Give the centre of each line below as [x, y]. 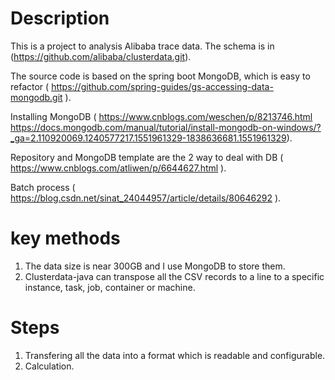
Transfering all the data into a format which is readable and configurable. [175, 355]
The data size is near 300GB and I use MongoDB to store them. [155, 266]
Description [60, 18]
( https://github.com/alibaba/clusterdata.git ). [101, 56]
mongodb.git [36, 97]
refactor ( [30, 86]
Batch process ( [43, 187]
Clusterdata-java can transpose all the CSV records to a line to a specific [174, 276]
